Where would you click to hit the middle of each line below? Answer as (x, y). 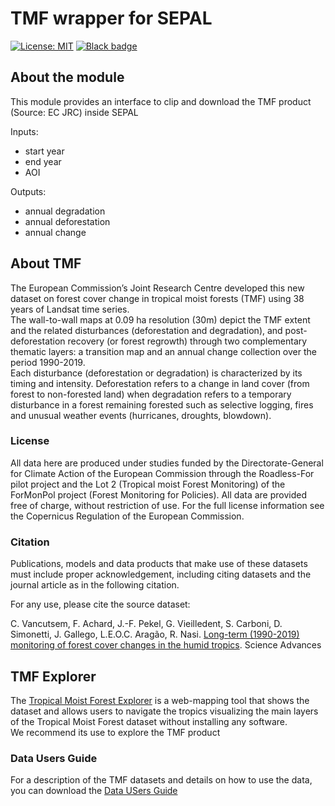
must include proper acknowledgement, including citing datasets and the (161, 574)
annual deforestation (67, 221)
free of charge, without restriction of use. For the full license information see (167, 505)
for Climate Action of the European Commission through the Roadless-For (162, 473)
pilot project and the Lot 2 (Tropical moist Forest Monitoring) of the (148, 484)
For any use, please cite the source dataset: (100, 604)
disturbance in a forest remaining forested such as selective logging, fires (162, 404)
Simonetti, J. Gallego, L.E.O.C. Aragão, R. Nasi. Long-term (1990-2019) (155, 634)
